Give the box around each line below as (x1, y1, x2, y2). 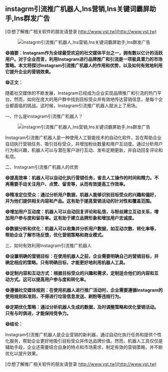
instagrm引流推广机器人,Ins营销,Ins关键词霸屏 (5, 5, 150, 14)
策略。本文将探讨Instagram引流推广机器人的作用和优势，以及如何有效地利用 (5, 62, 163, 68)
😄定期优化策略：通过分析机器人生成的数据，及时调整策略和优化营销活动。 (5, 304, 159, 310)
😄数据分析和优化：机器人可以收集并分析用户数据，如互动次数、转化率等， (5, 225, 159, 231)
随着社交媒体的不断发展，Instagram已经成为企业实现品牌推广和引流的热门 (5, 90, 157, 96)
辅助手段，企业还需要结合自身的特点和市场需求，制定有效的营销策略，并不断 (5, 344, 163, 350)
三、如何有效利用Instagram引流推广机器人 (5, 242, 91, 249)
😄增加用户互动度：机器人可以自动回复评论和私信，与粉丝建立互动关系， (5, 208, 154, 214)
